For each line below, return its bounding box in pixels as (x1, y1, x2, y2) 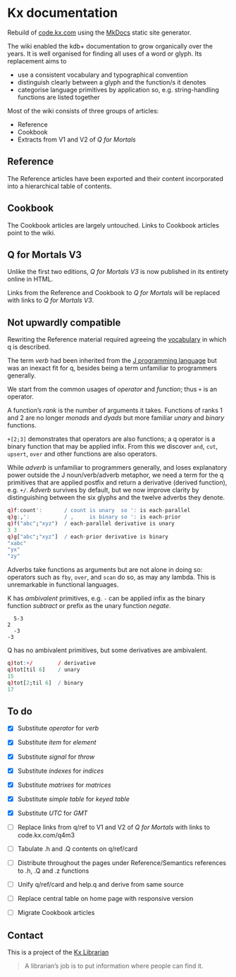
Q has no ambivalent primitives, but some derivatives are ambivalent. (7, 646, 208, 654)
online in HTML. (7, 275, 54, 283)
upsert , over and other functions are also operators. (7, 449, 158, 459)
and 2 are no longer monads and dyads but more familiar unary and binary (7, 413, 225, 422)
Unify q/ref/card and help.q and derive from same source (17, 880, 185, 888)
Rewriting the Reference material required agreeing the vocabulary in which (7, 335, 227, 344)
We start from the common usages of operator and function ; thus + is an (7, 385, 218, 394)
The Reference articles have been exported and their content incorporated (7, 174, 224, 182)
